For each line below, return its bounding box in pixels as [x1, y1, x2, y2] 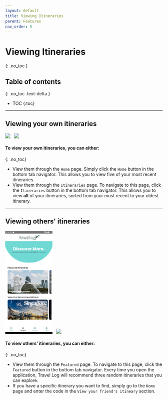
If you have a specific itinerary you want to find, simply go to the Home [12, 383, 155, 389]
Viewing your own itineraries [5, 119, 97, 128]
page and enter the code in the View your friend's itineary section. [12, 388, 155, 394]
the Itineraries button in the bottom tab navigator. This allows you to [12, 187, 156, 193]
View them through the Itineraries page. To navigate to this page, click [12, 182, 161, 188]
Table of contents [5, 77, 61, 86]
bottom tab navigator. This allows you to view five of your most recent [12, 171, 156, 178]
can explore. [12, 377, 38, 383]
